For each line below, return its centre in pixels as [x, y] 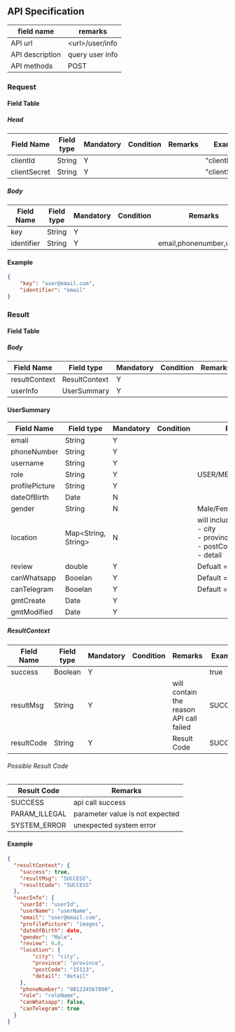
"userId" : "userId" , [50, 904]
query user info [93, 54]
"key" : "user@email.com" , [58, 284]
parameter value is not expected [126, 813]
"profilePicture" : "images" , [62, 924]
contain [185, 692]
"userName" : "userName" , [56, 911]
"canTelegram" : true [50, 1009]
